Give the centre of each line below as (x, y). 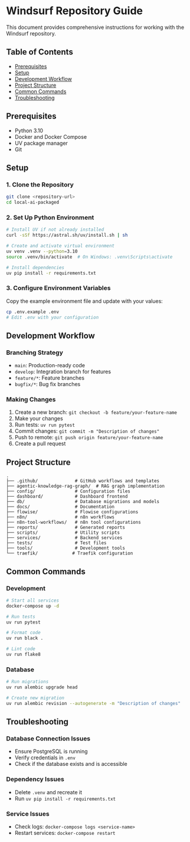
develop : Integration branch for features (63, 372)
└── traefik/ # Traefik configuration (70, 553)
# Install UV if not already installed (55, 230)
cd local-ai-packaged (33, 203)
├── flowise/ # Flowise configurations (72, 512)
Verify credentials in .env (45, 758)
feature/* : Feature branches (49, 378)
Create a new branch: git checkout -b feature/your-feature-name (96, 412)
